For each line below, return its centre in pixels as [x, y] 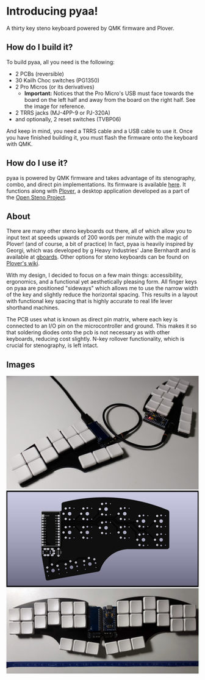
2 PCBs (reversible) [39, 74]
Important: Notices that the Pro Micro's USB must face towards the [109, 93]
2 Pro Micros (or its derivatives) [55, 87]
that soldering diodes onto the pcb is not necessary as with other [88, 332]
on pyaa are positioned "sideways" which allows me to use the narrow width [102, 288]
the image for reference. [55, 106]
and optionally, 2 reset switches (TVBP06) [68, 119]
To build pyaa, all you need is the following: [60, 62]
